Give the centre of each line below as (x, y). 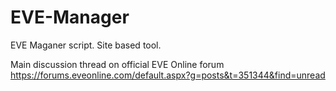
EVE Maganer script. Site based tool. (86, 45)
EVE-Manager (70, 17)
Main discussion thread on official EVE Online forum (117, 64)
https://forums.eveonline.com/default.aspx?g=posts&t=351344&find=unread (168, 75)
